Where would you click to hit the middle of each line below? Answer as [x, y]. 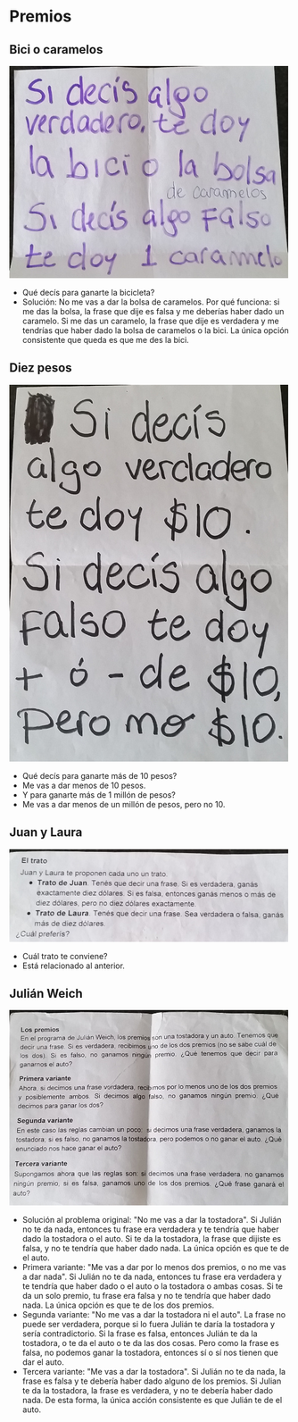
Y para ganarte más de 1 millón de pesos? [99, 795]
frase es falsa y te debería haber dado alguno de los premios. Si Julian [152, 1381]
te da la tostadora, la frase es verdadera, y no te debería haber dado [148, 1391]
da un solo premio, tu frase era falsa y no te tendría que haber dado [146, 1296]
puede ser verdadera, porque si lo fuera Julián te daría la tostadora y [148, 1325]
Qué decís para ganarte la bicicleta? [88, 293]
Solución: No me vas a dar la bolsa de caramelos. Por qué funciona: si [151, 302]
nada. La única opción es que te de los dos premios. [118, 1305]
